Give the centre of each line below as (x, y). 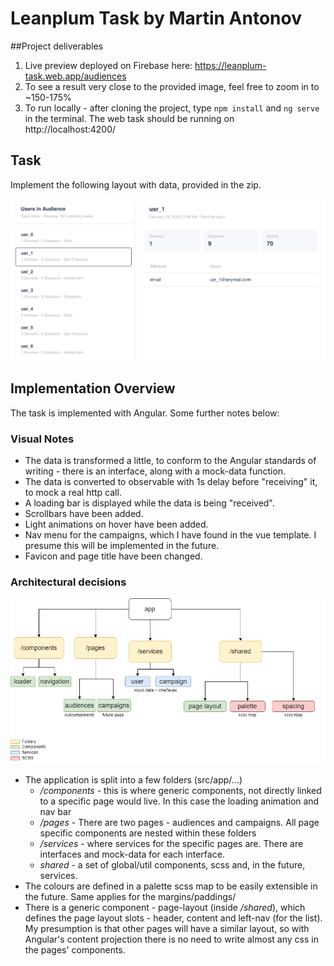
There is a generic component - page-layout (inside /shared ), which (165, 908)
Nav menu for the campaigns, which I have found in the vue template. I (170, 535)
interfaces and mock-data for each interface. (132, 854)
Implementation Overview (93, 388)
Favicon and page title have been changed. (113, 556)
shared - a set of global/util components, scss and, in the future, (172, 865)
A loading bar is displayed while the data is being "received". (149, 503)
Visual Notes (42, 439)
